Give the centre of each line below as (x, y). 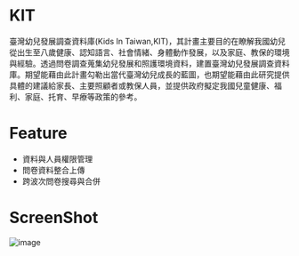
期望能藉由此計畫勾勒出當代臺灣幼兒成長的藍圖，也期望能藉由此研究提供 (157, 74)
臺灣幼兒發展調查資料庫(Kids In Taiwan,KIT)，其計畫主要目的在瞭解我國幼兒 (148, 41)
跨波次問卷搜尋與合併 (61, 181)
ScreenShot (54, 218)
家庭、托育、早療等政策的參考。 (83, 96)
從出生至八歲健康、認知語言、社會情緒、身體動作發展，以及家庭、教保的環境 (149, 52)
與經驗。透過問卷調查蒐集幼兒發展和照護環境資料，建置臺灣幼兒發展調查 (141, 63)
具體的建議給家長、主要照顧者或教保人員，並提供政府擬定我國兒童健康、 (141, 85)
